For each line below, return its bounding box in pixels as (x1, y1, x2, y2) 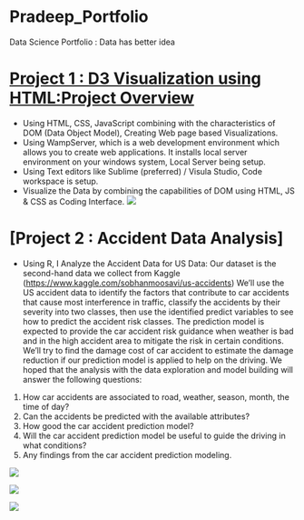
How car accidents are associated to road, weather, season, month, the (22, 391, 290, 402)
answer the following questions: (22, 374, 142, 385)
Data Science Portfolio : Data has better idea (9, 36, 175, 47)
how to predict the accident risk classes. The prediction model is (22, 315, 265, 326)
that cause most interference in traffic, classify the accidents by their (22, 296, 281, 307)
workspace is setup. (22, 175, 99, 186)
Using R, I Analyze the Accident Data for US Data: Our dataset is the (22, 257, 277, 269)
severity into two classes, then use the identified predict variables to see (22, 306, 294, 317)
